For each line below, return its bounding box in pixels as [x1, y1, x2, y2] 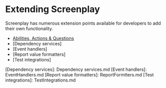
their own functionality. [5, 25, 53, 31]
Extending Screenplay [5, 4, 100, 15]
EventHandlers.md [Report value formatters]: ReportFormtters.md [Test [5, 71, 154, 77]
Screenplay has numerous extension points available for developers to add [5, 20, 161, 26]
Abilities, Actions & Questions [12, 35, 74, 41]
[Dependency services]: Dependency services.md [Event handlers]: [5, 66, 147, 72]
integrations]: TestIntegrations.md [5, 77, 76, 83]
